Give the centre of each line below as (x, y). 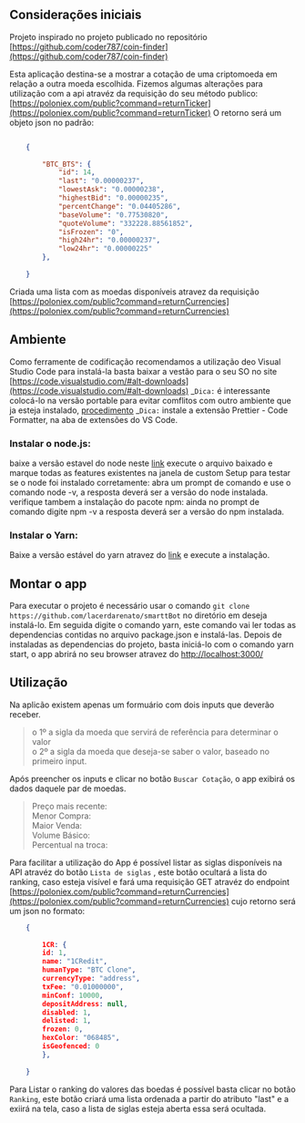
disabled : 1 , (67, 1012)
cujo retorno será (263, 901)
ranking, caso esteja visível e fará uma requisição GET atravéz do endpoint (149, 881)
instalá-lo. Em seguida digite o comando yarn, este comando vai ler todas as (153, 625)
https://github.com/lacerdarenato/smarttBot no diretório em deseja (138, 615)
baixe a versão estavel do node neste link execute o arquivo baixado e (141, 463)
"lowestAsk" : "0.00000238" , (112, 190)
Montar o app (48, 584)
